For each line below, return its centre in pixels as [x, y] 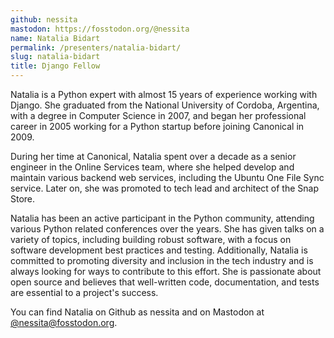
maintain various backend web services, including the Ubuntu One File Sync [167, 177]
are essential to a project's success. [84, 292]
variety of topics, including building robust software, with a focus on [151, 239]
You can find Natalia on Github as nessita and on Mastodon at [137, 312]
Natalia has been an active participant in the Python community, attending [162, 218]
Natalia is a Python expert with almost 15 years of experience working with [164, 94]
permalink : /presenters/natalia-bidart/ [96, 47]
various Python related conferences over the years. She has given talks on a [167, 229]
